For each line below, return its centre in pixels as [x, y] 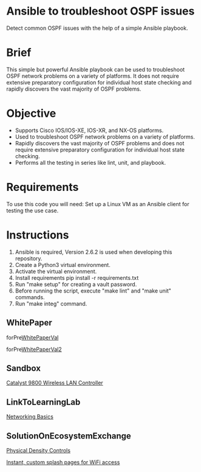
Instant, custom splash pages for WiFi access [63, 462]
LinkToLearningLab [43, 402]
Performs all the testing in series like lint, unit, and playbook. [90, 162]
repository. [29, 258]
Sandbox [24, 368]
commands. [30, 297]
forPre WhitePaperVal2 [34, 349]
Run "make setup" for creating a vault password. [76, 284]
